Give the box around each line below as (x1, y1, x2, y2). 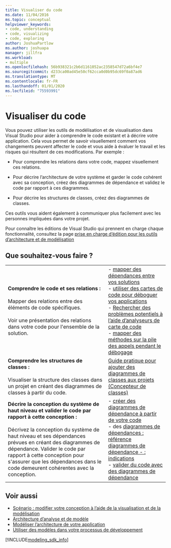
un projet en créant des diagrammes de (8, 383, 102, 390)
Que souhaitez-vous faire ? (5, 251, 93, 260)
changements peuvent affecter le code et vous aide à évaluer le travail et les (5, 144, 165, 150)
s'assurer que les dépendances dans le (8, 458, 102, 465)
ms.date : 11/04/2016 (5, 12, 49, 17)
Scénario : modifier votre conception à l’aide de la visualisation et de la (12, 505, 161, 511)
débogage (108, 349, 133, 356)
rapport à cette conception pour (8, 452, 84, 459)
